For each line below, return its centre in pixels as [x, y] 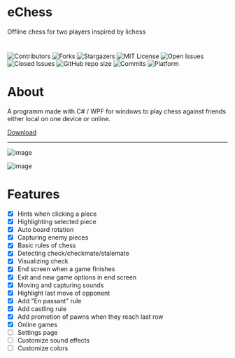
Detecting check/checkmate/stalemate [73, 254]
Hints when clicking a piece [57, 214]
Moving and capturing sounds [60, 285]
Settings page [37, 332]
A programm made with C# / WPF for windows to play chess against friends [116, 111]
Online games [37, 324]
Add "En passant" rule [49, 301]
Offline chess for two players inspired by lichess [77, 32]
